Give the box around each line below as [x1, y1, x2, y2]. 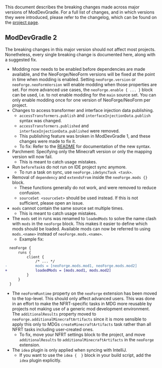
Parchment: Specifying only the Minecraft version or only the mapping [12, 148, 152, 154]
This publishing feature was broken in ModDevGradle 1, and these [19, 133, 151, 139]
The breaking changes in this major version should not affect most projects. [5, 46, 156, 52]
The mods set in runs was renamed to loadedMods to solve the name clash [12, 215, 156, 221]
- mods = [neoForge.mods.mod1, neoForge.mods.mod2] [5, 264, 137, 269]
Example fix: [19, 236, 44, 242]
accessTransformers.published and [19, 123, 89, 128]
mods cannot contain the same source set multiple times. [12, 205, 124, 211]
